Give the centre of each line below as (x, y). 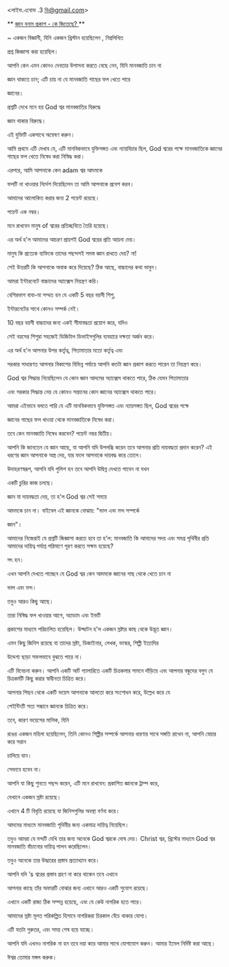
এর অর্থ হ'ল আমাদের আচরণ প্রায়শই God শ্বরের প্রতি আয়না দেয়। (72, 239)
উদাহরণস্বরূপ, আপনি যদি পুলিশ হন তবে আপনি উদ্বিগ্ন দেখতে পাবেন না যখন (78, 469)
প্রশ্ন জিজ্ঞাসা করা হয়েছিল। (33, 52)
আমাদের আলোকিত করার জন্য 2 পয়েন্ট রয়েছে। (54, 198)
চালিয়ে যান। (20, 755)
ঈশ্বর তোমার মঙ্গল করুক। (32, 957)
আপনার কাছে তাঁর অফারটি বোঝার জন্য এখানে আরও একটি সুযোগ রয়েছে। (79, 888)
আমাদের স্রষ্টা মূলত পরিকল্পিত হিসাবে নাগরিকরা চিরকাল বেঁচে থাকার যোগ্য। (78, 916)
